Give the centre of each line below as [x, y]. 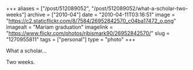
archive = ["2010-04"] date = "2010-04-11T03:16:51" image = [101, 15]
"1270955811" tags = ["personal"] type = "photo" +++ [71, 39]
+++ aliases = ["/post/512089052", [48, 8]
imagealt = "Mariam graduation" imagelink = [60, 27]
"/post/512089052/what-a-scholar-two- [140, 8]
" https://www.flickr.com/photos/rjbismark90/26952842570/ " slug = [88, 33]
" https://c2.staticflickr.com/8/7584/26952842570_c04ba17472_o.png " [91, 21]
